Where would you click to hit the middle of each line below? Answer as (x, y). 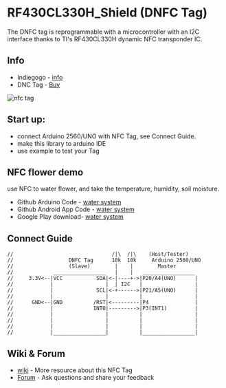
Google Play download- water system (70, 217)
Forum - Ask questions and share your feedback (86, 377)
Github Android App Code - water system (76, 209)
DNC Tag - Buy (38, 85)
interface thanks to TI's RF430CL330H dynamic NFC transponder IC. (105, 39)
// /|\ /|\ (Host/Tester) (98, 255)
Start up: (26, 119)
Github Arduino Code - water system (69, 202)
